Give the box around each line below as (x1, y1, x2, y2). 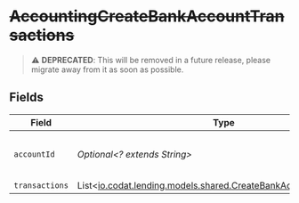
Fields (9, 90, 44, 105)
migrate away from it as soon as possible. (30, 64, 184, 75)
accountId (13, 149, 55, 159)
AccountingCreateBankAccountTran (9, 6, 285, 27)
